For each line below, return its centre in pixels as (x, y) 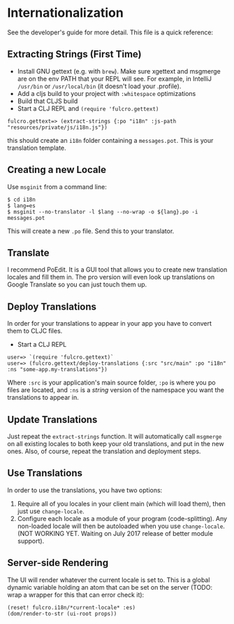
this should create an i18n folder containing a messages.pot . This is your (110, 140)
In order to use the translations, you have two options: (85, 490)
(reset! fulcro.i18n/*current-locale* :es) (72, 607)
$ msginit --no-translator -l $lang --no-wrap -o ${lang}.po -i (103, 212)
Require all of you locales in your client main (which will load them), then (121, 504)
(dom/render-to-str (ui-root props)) (62, 613)
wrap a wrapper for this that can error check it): (76, 595)
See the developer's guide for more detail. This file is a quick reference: (110, 32)
